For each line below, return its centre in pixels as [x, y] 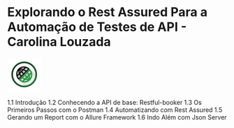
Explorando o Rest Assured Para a [108, 12]
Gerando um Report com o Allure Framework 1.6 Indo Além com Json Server [117, 117]
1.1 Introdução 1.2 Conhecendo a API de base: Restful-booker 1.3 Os [105, 102]
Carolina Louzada [59, 42]
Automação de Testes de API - [97, 27]
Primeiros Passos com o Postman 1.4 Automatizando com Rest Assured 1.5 [115, 110]
